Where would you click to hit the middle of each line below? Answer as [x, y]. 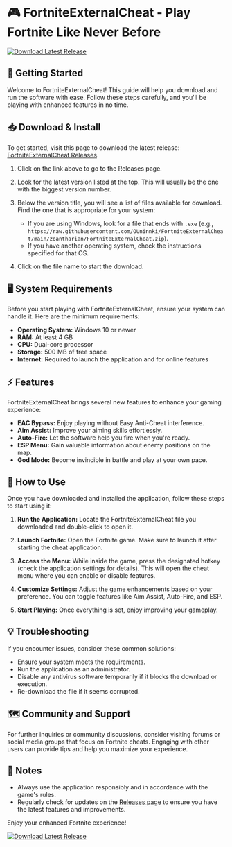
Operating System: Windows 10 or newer [77, 330]
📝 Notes [25, 771]
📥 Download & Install [54, 127]
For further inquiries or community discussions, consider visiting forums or [114, 734]
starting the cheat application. [60, 547]
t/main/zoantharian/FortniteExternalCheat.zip [96, 239]
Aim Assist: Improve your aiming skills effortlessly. [90, 431]
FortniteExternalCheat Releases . [53, 155]
